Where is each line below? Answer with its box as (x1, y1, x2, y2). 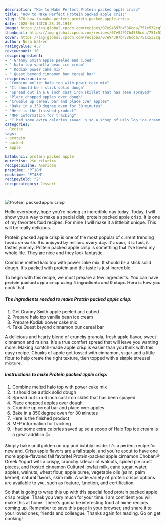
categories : (5, 122, 30, 127)
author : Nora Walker (5, 40, 48, 44)
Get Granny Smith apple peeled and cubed (12, 308, 99, 314)
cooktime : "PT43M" (5, 172, 43, 177)
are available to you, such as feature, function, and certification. (5, 480, 135, 486)
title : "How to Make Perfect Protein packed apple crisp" (5, 12, 127, 17)
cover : (5, 35, 19, 40)
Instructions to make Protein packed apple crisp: (5, 371, 108, 377)
